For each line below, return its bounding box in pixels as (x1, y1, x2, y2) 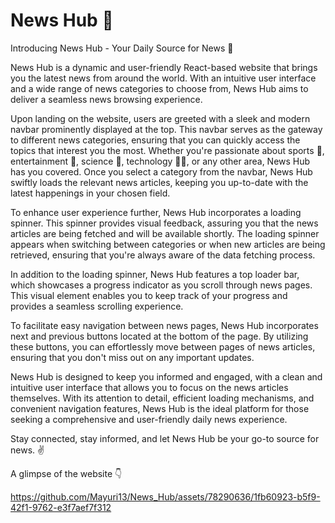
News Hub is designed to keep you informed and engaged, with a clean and (10, 370, 323, 383)
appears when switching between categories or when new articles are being (10, 238, 326, 250)
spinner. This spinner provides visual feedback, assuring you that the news (10, 217, 319, 229)
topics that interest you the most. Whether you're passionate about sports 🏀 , (10, 144, 325, 156)
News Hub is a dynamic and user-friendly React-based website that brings (10, 61, 318, 73)
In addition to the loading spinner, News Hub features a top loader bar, (10, 268, 300, 280)
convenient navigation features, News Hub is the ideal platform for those (10, 402, 310, 414)
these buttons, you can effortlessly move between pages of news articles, (10, 340, 316, 353)
